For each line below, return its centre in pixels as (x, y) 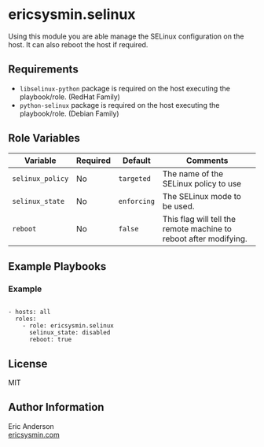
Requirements (43, 70)
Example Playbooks (57, 266)
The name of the (193, 173)
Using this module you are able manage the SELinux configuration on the (126, 36)
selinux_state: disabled (70, 333)
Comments (207, 161)
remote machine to (197, 228)
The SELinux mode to (202, 196)
